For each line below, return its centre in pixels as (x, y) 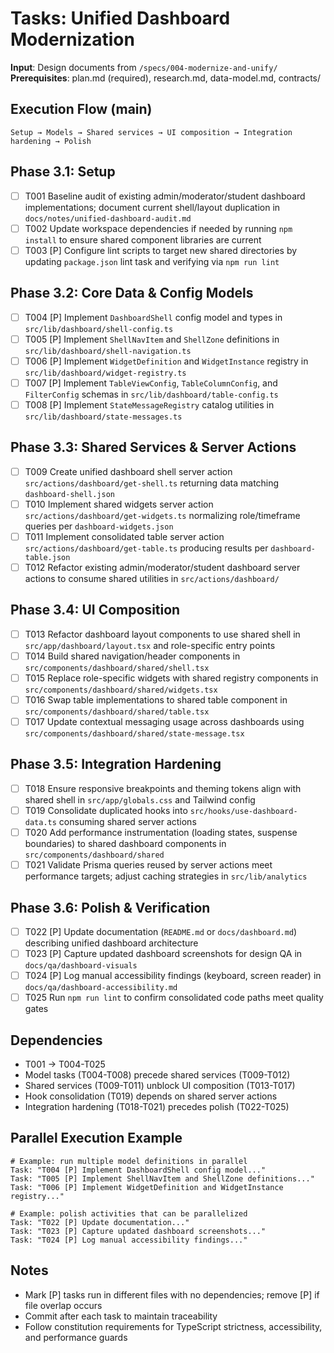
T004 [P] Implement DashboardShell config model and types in (153, 317)
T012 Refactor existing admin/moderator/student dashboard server (162, 567)
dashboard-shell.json (69, 494)
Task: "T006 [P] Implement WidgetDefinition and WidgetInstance (147, 1187)
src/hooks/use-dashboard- (243, 811)
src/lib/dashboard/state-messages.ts (103, 417)
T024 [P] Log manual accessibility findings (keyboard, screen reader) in (173, 976)
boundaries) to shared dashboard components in (125, 844)
